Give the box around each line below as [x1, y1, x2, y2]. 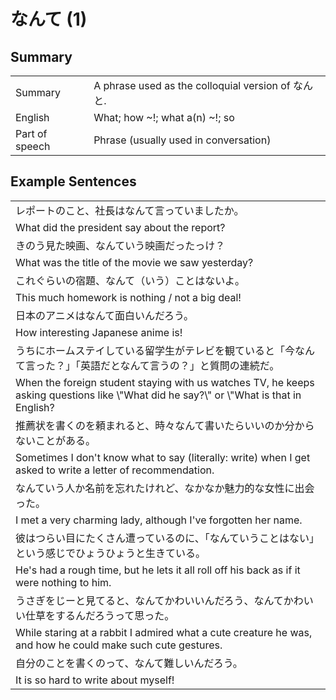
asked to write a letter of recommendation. [15, 463, 215, 477]
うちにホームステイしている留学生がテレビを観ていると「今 [15, 343, 296, 357]
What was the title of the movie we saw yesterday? [15, 255, 254, 269]
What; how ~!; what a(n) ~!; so [93, 111, 235, 124]
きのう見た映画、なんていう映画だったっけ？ [15, 238, 226, 252]
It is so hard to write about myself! [15, 673, 175, 687]
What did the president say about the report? [15, 220, 226, 234]
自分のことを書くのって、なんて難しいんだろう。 [15, 656, 243, 670]
